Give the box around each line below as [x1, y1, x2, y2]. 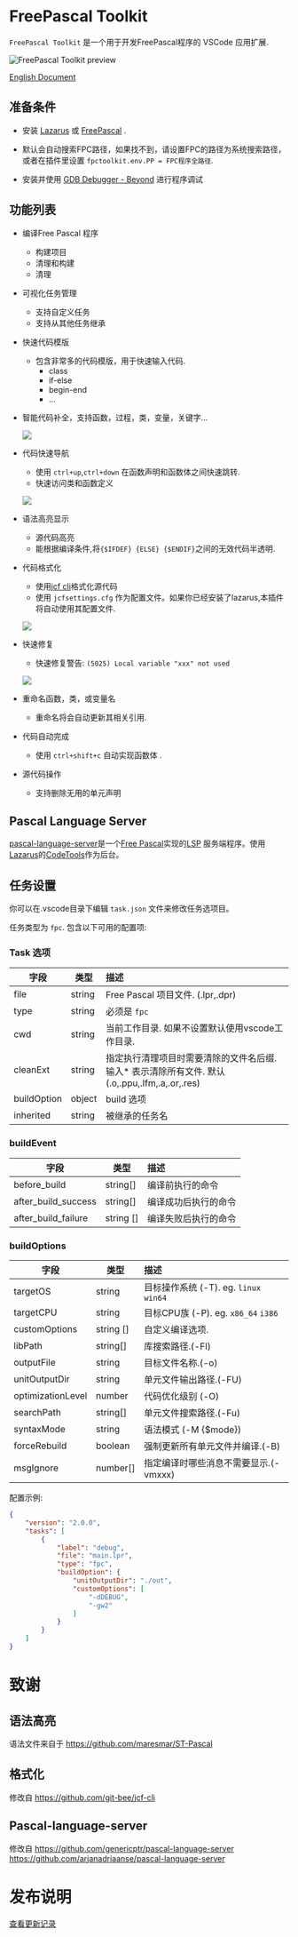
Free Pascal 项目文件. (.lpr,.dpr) [105, 989, 237, 1001]
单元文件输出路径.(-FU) [143, 1374, 242, 1386]
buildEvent [9, 1137, 58, 1150]
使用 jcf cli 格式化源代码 [35, 580, 118, 592]
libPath [13, 1340, 43, 1352]
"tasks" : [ [25, 1526, 66, 1535]
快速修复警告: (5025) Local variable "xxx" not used [35, 658, 231, 668]
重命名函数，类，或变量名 [21, 693, 116, 704]
